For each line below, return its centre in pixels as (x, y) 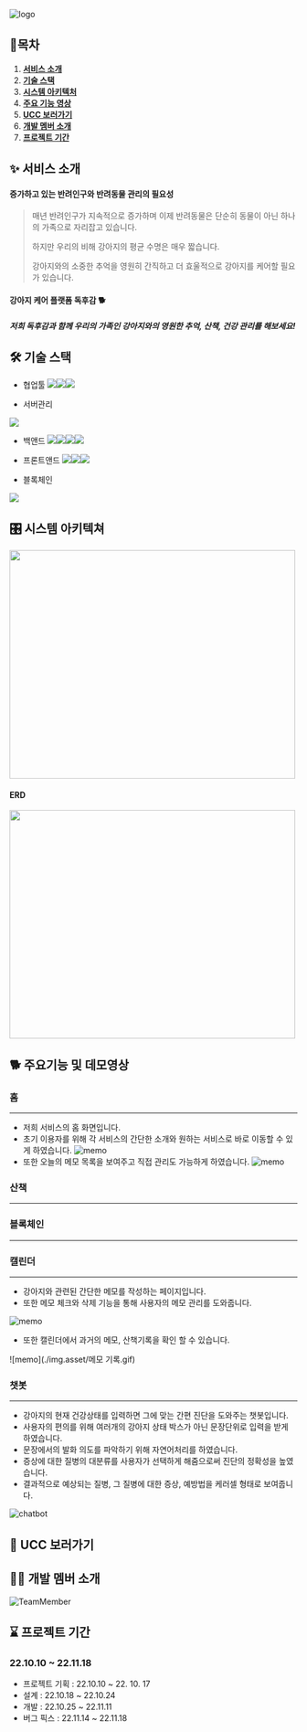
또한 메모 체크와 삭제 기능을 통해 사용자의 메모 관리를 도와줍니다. (137, 1303)
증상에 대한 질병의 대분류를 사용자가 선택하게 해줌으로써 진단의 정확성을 (149, 1461)
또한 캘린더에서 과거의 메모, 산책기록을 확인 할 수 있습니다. (126, 1340)
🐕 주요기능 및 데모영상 (69, 1065)
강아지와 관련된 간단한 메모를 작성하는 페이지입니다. (114, 1291)
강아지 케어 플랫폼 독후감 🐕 (58, 300)
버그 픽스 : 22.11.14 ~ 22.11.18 (75, 1718)
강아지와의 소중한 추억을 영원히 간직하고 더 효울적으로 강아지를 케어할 (155, 266)
